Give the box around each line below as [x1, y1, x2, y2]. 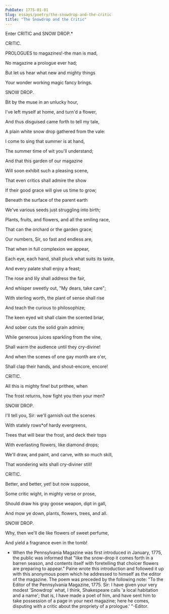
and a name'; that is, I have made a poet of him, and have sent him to [12, 592, 156, 599]
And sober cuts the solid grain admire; [5, 324, 85, 330]
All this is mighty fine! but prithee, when [5, 383, 88, 389]
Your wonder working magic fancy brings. [5, 79, 92, 86]
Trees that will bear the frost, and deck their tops [5, 432, 107, 438]
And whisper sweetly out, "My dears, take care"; [5, 285, 106, 291]
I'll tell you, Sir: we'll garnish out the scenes [5, 412, 95, 418]
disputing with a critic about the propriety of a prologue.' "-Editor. [12, 603, 149, 609]
